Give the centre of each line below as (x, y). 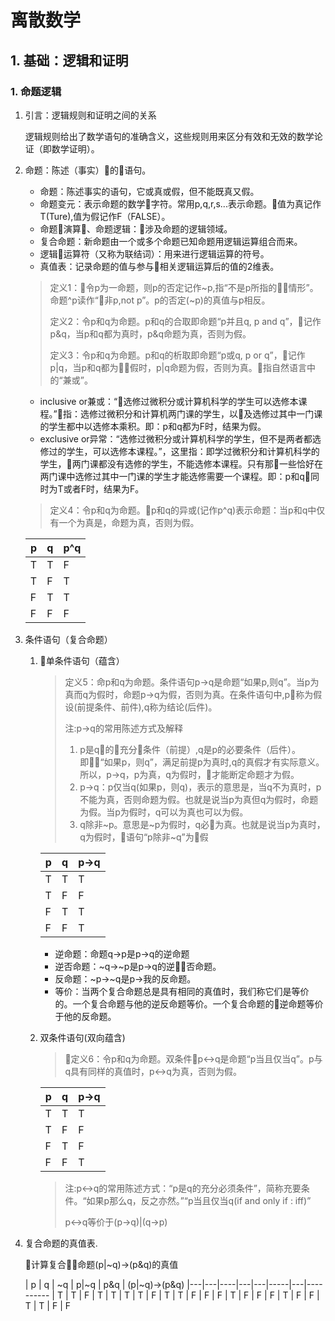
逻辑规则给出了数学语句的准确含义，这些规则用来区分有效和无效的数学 (169, 136)
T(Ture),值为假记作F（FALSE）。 (105, 216)
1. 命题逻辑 (36, 91)
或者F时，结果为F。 (104, 488)
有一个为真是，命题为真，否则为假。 (124, 522)
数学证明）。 (75, 148)
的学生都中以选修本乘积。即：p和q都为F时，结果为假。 (153, 426)
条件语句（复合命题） (68, 639)
